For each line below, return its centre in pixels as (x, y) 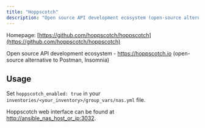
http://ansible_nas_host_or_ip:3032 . (51, 118)
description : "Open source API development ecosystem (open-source (94, 18)
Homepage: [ (23, 35)
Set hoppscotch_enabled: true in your (53, 94)
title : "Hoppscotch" (33, 12)
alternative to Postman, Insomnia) (67, 60)
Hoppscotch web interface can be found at (60, 112)
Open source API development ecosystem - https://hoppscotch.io (89, 53)
